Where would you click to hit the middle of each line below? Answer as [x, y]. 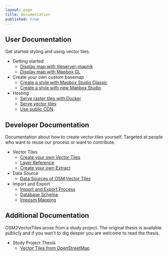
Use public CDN [37, 109]
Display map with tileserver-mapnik [56, 67]
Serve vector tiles [38, 104]
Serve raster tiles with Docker [51, 99]
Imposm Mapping [38, 200]
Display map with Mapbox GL [50, 72]
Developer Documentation [47, 125]
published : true [22, 19]
